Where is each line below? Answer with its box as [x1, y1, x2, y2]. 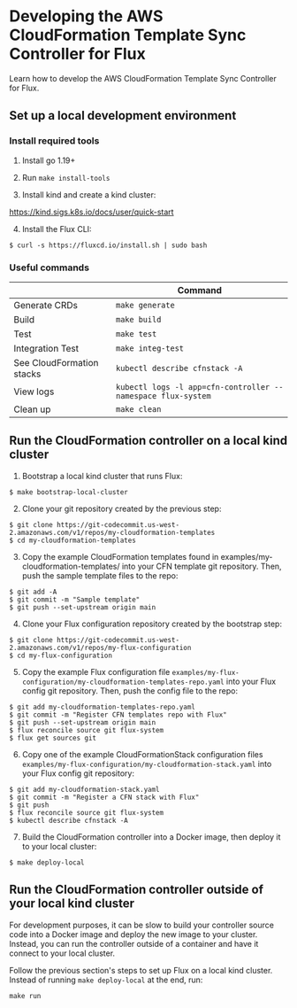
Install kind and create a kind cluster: [21, 189, 156, 200]
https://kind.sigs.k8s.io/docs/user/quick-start [9, 206, 174, 217]
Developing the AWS [9, 6, 164, 27]
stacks [13, 368, 42, 380]
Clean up [13, 403, 51, 415]
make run [9, 991, 42, 1000]
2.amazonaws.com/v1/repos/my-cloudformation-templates [9, 528, 216, 537]
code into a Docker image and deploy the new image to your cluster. [9, 928, 258, 940]
